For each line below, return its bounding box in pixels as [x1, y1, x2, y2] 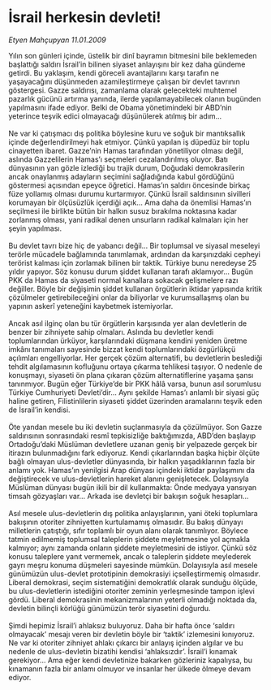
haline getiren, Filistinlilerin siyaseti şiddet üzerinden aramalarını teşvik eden [8, 396, 263, 406]
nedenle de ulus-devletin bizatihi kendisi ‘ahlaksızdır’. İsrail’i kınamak [8, 646, 238, 656]
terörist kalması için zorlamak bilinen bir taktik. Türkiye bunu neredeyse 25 [8, 258, 257, 267]
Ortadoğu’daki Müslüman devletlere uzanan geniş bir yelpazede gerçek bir [8, 439, 258, 449]
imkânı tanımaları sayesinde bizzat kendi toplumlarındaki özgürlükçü [8, 344, 236, 354]
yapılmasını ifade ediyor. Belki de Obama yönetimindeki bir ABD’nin [8, 102, 233, 112]
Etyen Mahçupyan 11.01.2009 [8, 35, 107, 45]
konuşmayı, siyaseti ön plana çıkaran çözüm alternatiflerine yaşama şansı [8, 370, 254, 380]
